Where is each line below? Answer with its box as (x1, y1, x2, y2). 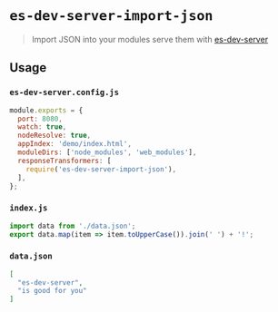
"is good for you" (17, 287, 88, 296)
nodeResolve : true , (17, 131, 92, 141)
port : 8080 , (17, 114, 64, 123)
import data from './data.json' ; (9, 221, 136, 230)
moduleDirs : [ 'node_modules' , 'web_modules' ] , (17, 148, 197, 157)
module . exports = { (9, 105, 84, 115)
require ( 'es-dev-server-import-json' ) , (25, 164, 177, 174)
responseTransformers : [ (17, 156, 112, 165)
